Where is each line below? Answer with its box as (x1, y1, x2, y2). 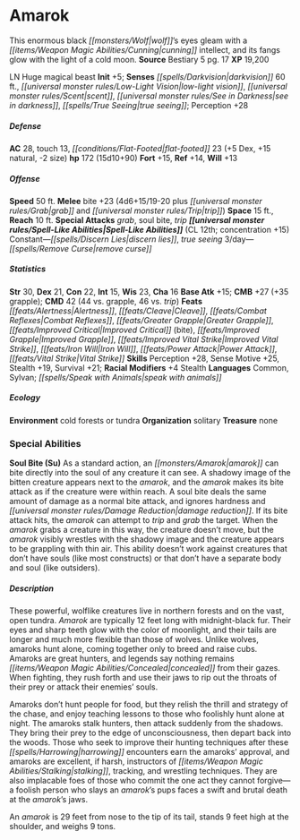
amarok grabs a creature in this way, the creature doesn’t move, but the (9, 525, 275, 536)
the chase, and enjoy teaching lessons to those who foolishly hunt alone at (9, 708, 285, 719)
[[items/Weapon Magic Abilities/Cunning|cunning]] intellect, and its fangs (9, 44, 280, 55)
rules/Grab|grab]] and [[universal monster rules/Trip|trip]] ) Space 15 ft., (9, 205, 274, 216)
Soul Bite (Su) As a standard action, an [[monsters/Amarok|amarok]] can (9, 458, 279, 468)
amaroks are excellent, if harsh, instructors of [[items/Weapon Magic (9, 756, 264, 767)
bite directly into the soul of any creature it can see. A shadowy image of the (9, 467, 291, 478)
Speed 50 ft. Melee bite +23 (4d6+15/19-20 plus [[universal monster (9, 195, 262, 206)
